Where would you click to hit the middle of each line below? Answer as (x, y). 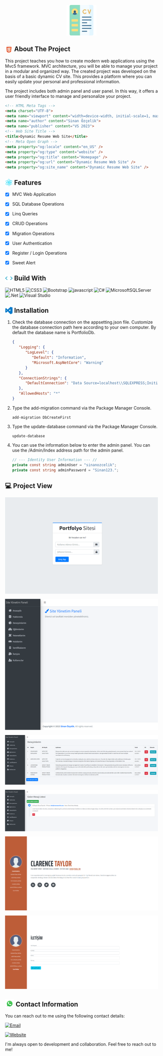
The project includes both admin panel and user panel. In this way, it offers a (81, 91)
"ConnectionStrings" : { (43, 378)
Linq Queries (25, 214)
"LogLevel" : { (39, 353)
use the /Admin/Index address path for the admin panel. (68, 450)
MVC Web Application (34, 194)
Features (28, 182)
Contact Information (47, 1004)
